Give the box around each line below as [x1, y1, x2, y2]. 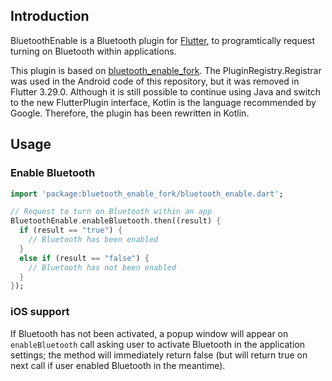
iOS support [10, 305, 70, 319]
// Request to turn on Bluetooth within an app [10, 207, 213, 217]
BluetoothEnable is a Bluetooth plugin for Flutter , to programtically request [10, 34, 316, 46]
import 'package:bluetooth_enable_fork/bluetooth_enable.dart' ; [10, 189, 284, 199]
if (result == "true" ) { [19, 225, 123, 236]
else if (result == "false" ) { [19, 253, 150, 263]
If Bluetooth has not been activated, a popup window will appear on [10, 327, 289, 339]
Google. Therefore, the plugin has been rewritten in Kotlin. [10, 107, 250, 119]
